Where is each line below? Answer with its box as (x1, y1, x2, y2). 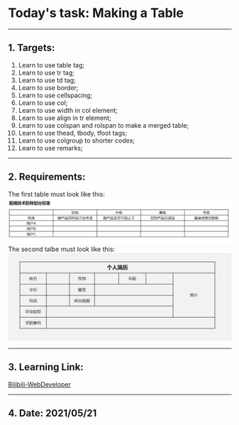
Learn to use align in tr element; (18, 114, 112, 122)
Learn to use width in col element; (18, 106, 118, 114)
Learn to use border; (18, 83, 79, 92)
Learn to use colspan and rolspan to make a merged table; (18, 121, 189, 129)
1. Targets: (8, 42, 55, 54)
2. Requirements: (8, 171, 86, 183)
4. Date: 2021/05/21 (8, 407, 97, 419)
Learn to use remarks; (18, 143, 84, 152)
